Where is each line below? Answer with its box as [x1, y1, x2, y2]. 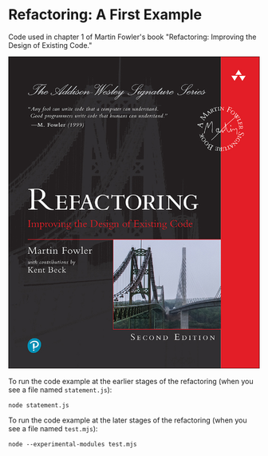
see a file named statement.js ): [8, 385, 112, 395]
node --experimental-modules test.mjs [8, 440, 137, 448]
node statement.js [8, 401, 69, 409]
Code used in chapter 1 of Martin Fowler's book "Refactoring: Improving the [8, 32, 257, 42]
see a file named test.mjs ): [8, 423, 98, 433]
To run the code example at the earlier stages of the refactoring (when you [8, 376, 254, 386]
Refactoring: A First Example [8, 6, 202, 24]
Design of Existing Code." [8, 40, 93, 50]
